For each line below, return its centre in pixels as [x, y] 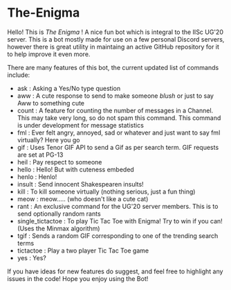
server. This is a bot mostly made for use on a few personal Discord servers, [116, 39]
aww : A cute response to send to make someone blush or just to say [115, 96]
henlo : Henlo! [37, 177]
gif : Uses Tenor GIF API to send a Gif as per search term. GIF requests [118, 147]
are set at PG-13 [40, 155]
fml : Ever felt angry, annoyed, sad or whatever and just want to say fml [119, 133]
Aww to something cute [51, 103]
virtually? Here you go [48, 139]
